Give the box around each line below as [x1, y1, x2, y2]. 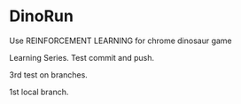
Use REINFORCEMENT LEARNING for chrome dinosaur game [9, 35, 232, 46]
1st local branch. [9, 86, 69, 97]
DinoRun [9, 6, 74, 26]
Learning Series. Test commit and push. [9, 52, 155, 63]
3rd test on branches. [9, 69, 89, 80]
